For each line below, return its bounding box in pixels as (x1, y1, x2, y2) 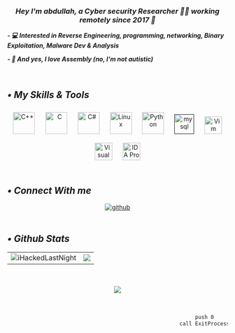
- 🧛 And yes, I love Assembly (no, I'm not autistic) (7, 55, 154, 64)
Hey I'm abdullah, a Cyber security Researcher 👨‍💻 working (15, 6, 220, 16)
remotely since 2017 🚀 (79, 15, 156, 24)
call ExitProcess (179, 320, 230, 327)
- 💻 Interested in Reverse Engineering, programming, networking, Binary (7, 31, 225, 40)
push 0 (194, 313, 215, 320)
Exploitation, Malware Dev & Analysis (7, 41, 120, 50)
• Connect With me (7, 185, 92, 197)
